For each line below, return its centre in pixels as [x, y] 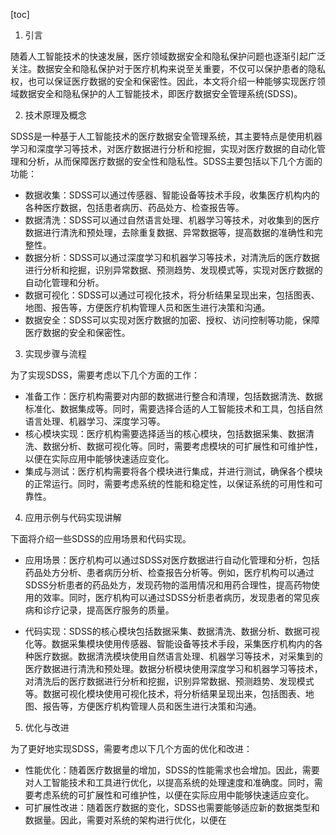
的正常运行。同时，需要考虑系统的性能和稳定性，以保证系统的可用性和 [169, 483]
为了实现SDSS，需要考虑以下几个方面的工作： [105, 375]
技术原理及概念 [55, 115]
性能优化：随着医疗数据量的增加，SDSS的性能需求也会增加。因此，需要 [172, 770]
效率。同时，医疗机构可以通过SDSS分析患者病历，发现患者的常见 [177, 597]
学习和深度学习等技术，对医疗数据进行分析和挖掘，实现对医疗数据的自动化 [163, 148]
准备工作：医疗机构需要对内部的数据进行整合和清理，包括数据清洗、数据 [173, 396]
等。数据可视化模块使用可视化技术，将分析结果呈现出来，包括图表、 [165, 693]
